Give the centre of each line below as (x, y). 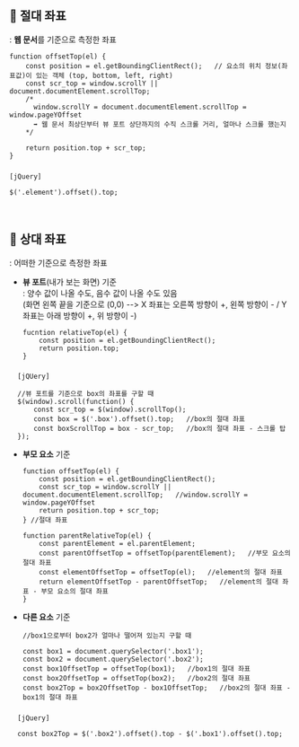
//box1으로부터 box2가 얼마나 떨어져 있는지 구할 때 (107, 636)
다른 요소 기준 (46, 617)
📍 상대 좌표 (38, 239)
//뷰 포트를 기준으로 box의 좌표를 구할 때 (86, 394)
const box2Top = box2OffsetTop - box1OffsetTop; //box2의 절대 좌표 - (156, 688)
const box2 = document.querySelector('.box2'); (113, 659)
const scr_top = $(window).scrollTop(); (110, 410)
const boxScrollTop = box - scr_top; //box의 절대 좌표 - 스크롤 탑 (159, 429)
